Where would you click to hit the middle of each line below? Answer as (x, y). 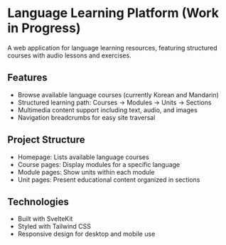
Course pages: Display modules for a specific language (99, 164)
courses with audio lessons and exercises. (69, 55)
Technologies (38, 201)
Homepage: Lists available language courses (83, 157)
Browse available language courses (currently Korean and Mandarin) (118, 94)
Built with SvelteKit (45, 219)
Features (27, 78)
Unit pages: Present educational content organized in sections (109, 180)
